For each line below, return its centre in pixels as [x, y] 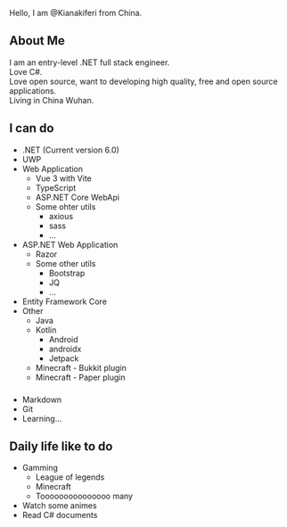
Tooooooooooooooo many [84, 496]
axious [61, 216]
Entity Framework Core [64, 301]
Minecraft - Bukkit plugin [81, 367]
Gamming [40, 468]
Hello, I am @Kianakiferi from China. [76, 13]
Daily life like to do [61, 446]
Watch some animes [59, 506]
